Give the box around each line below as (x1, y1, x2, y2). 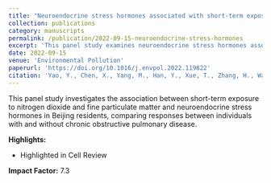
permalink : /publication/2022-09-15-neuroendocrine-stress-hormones (8, 34, 244, 43)
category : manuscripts (8, 26, 85, 35)
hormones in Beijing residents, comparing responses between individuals (8, 110, 252, 120)
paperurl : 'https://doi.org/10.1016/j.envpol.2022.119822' (8, 64, 211, 72)
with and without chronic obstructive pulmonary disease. (8, 119, 198, 128)
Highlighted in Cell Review (19, 150, 107, 160)
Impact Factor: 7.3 (8, 165, 70, 175)
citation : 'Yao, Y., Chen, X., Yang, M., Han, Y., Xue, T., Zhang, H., (8, 71, 254, 79)
